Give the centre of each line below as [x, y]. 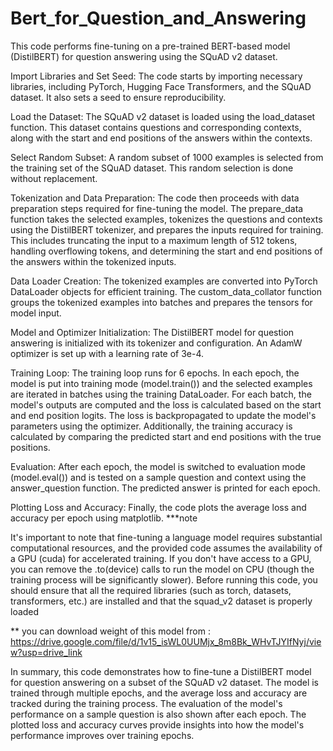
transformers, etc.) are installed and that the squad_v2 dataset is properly [161, 601]
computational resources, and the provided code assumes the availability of [166, 548]
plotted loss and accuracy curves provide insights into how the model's [157, 724]
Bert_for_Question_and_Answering [158, 18]
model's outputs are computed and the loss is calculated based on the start [166, 404]
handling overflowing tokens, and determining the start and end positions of [166, 251]
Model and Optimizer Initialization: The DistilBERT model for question [152, 332]
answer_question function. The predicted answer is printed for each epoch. [165, 488]
